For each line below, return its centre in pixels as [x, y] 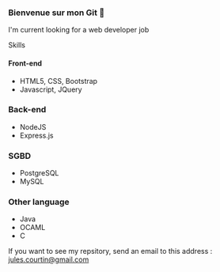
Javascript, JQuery [51, 89]
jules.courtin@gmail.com [49, 259]
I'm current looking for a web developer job [79, 30]
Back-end [27, 110]
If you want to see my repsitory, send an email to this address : [110, 251]
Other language [39, 202]
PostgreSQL [39, 173]
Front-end [25, 63]
